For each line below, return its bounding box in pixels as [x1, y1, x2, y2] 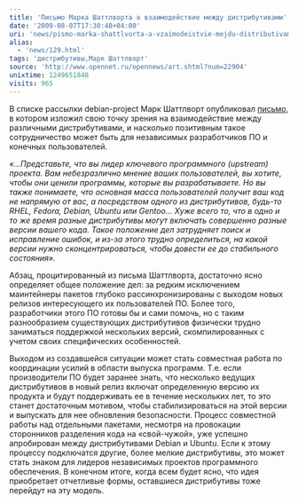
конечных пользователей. [9, 141, 108, 152]
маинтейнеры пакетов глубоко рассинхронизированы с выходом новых [9, 288, 284, 299]
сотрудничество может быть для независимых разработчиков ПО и [9, 131, 268, 142]
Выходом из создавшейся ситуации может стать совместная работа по [9, 352, 283, 364]
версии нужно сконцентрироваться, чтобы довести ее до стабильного [9, 243, 279, 254]
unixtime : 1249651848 [9, 71, 90, 80]
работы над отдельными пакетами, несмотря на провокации [9, 419, 241, 429]
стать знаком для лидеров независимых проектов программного [9, 456, 259, 467]
